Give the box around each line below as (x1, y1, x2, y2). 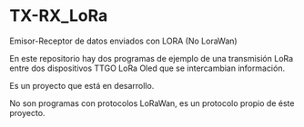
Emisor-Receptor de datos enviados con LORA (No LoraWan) (9, 35, 238, 46)
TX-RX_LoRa (9, 5, 108, 26)
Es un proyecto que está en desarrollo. (9, 80, 155, 91)
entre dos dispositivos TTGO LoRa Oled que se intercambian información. (9, 63, 285, 73)
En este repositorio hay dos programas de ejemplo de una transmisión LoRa (9, 53, 294, 63)
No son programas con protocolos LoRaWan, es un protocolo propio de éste (9, 97, 295, 109)
